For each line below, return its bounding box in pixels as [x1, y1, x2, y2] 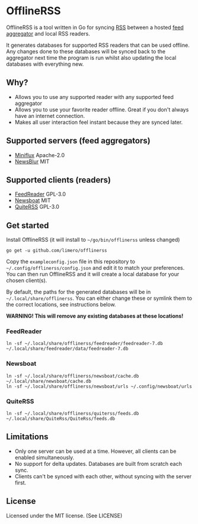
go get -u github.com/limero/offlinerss [6, 248, 108, 254]
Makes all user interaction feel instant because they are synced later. [14, 119, 183, 126]
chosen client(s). [6, 277, 47, 284]
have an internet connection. [14, 112, 85, 119]
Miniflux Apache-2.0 [14, 151, 65, 158]
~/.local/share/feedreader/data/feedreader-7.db [6, 346, 129, 352]
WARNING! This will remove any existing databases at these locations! [6, 312, 184, 319]
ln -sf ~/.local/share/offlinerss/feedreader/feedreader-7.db [6, 341, 163, 347]
